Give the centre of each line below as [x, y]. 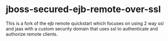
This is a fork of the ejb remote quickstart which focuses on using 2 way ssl [85, 23]
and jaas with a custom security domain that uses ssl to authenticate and [82, 28]
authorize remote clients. [32, 34]
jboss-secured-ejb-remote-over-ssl [83, 9]
